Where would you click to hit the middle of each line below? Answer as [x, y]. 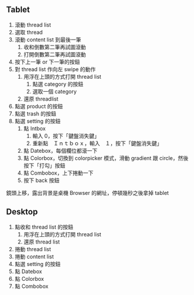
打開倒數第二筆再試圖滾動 [55, 54]
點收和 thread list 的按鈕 [44, 227]
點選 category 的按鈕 [58, 84]
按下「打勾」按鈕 [44, 165]
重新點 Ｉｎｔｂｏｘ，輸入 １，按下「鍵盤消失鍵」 [97, 143]
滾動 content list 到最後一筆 [48, 39]
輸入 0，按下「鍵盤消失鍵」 [66, 136]
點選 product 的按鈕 [39, 106]
